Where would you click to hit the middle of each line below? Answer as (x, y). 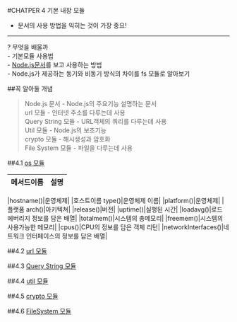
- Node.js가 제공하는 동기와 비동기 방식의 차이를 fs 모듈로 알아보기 (99, 74)
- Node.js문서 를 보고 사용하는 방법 (55, 65)
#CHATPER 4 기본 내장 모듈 (46, 10)
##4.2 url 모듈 (27, 251)
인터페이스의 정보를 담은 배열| (67, 236)
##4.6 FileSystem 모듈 (39, 311)
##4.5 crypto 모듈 (33, 296)
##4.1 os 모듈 (26, 163)
